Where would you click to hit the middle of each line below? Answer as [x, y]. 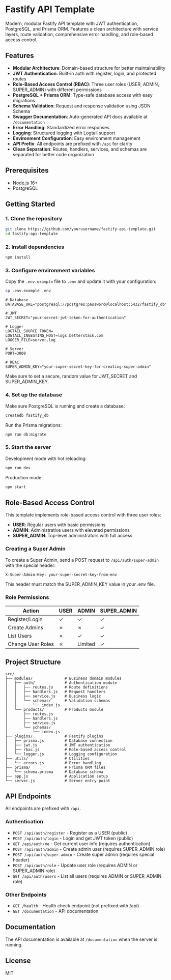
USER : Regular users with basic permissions [59, 525]
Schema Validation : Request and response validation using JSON [82, 106]
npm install [18, 257]
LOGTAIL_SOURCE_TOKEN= [29, 331]
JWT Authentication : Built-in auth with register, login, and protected [84, 73]
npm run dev [18, 468]
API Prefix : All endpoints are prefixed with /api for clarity [73, 143]
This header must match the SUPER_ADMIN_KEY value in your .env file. [80, 584]
